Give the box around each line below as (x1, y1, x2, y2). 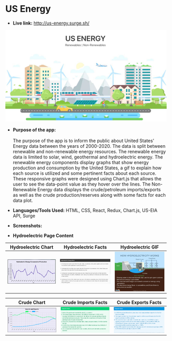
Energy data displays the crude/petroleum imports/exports (37, 187, 161, 193)
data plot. (12, 197, 33, 203)
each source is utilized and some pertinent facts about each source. (12, 170, 157, 176)
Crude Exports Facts (117, 299, 162, 305)
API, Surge (12, 213, 36, 219)
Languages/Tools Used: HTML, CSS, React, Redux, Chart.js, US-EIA (12, 208, 158, 214)
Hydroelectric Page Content (12, 233, 74, 239)
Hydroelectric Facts (63, 244, 107, 250)
